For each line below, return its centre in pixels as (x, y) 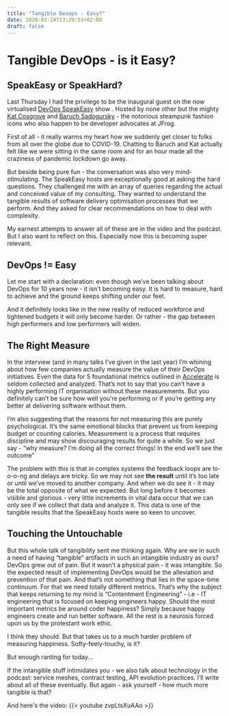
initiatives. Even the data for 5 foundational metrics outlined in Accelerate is (113, 376)
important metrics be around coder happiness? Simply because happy (106, 608)
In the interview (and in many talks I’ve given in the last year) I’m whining (109, 362)
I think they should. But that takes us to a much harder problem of (99, 636)
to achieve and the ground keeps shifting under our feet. (86, 296)
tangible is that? (29, 692)
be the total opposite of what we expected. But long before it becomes (107, 490)
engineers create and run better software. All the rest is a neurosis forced (110, 616)
